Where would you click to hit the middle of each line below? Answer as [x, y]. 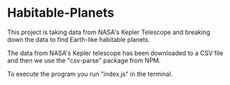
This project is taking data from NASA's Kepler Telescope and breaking [109, 32]
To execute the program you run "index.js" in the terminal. [90, 74]
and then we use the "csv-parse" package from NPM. [84, 60]
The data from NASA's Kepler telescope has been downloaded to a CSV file [115, 53]
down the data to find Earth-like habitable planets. [79, 39]
